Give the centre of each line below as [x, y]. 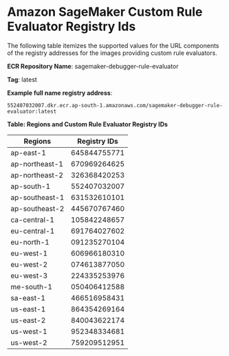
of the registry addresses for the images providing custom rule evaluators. [112, 53]
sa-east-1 [28, 298]
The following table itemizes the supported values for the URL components [113, 45]
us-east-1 [28, 309]
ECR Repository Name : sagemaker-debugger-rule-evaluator [93, 66]
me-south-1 [32, 287]
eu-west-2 [29, 264]
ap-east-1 [29, 153]
